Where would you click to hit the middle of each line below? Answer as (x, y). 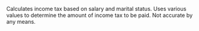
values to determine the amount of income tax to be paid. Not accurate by (99, 15)
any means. (21, 22)
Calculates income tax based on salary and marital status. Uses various (96, 9)
